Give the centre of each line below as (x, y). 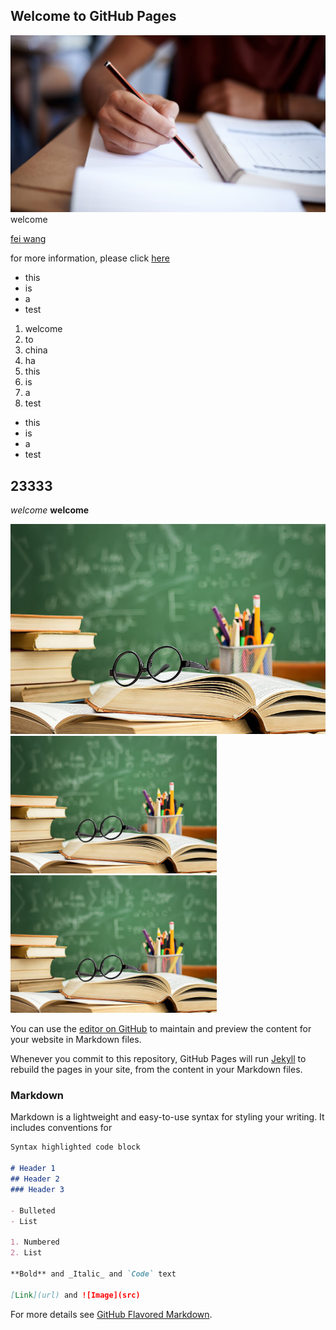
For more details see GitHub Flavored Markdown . (111, 1314)
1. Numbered (35, 1242)
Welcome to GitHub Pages (93, 16)
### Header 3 (37, 1189)
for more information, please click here (90, 258)
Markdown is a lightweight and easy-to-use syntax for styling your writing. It (167, 1117)
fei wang (28, 239)
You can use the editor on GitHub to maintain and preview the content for (161, 1029)
